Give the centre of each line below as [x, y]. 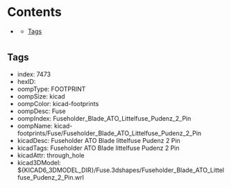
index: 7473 [34, 74]
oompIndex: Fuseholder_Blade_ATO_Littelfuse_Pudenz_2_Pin [104, 118]
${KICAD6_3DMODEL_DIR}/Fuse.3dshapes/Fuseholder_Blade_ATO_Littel [120, 170]
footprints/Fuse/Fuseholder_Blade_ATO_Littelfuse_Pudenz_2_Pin [109, 133]
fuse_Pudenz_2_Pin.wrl [51, 177]
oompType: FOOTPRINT [51, 89]
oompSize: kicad [41, 96]
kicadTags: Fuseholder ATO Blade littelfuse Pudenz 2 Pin [98, 148]
